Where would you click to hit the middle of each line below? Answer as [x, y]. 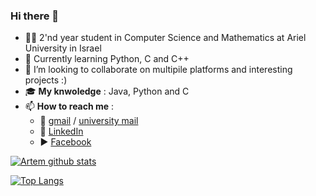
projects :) [46, 80]
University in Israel [63, 48]
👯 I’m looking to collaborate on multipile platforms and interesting [158, 70]
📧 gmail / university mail [89, 121]
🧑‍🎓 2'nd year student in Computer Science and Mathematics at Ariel [165, 38]
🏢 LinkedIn [61, 131]
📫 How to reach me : [69, 106]
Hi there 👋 [35, 16]
